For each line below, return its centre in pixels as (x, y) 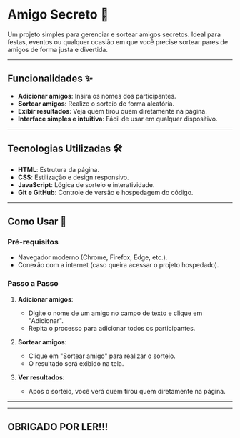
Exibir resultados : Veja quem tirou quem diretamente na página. (112, 111)
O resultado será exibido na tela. (76, 363)
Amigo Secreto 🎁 (58, 15)
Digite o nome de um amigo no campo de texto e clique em (115, 313)
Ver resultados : (41, 377)
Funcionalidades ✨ (50, 79)
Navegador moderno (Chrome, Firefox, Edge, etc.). (92, 257)
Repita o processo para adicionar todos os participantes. (112, 328)
